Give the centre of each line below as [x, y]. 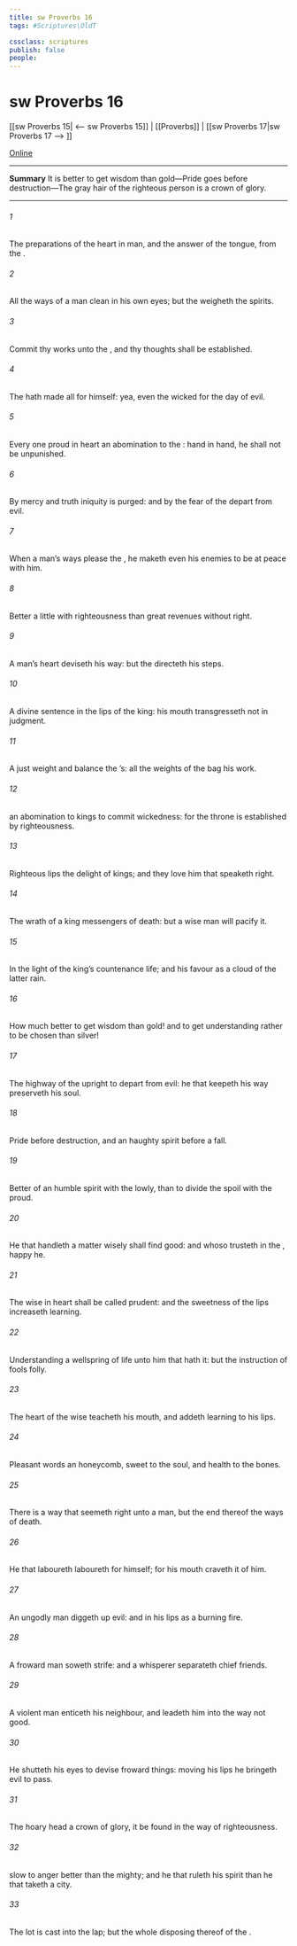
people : [23, 58]
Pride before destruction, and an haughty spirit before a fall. [118, 1140]
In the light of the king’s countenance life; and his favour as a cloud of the [143, 969]
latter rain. [28, 978]
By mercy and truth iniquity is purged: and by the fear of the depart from [141, 502]
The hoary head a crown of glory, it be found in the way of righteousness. [143, 1827]
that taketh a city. [41, 1884]
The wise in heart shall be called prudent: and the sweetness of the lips [139, 1303]
